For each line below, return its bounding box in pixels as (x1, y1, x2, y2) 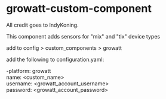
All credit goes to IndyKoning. (6, 21, 79, 28)
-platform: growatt (6, 67, 51, 74)
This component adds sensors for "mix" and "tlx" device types (6, 33, 160, 40)
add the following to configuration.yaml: (6, 56, 104, 63)
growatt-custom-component (6, 2, 152, 15)
